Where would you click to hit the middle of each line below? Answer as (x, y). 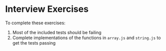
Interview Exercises (47, 9)
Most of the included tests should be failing (57, 32)
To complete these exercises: (35, 23)
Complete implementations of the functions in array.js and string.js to (86, 38)
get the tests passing (34, 43)
